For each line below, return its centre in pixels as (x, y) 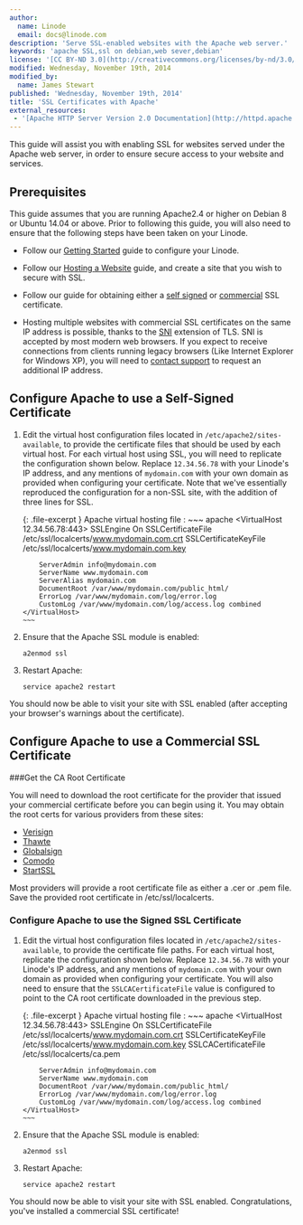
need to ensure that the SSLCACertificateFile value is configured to (149, 988)
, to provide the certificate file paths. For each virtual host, (167, 949)
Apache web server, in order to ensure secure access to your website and (147, 154)
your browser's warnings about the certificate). (97, 713)
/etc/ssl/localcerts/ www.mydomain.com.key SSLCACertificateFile (144, 1044)
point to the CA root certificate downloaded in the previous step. (142, 998)
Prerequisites (48, 192)
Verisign (38, 832)
